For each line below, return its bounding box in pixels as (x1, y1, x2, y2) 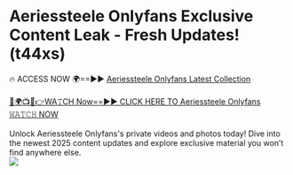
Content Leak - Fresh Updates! (9, 25, 240, 45)
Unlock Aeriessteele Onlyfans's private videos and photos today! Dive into (9, 128, 281, 139)
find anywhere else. (9, 147, 82, 157)
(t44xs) (9, 44, 66, 64)
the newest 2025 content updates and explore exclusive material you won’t (9, 137, 284, 148)
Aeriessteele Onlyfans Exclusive (9, 6, 254, 27)
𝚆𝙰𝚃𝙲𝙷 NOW (9, 109, 59, 119)
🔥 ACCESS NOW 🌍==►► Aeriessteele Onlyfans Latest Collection (9, 73, 251, 84)
